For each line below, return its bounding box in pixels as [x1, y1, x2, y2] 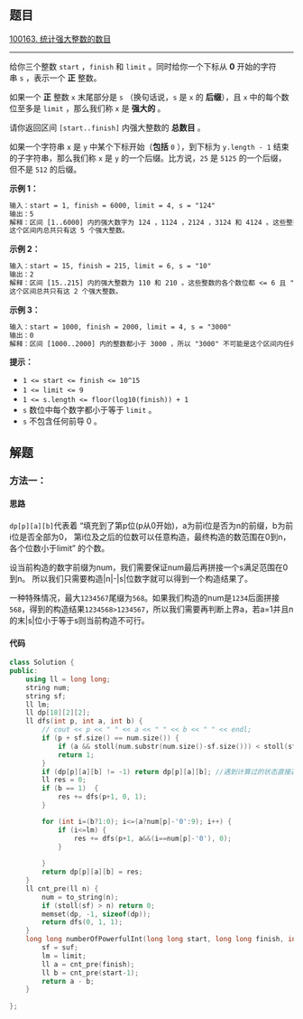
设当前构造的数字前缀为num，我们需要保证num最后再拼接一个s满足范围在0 [9, 562, 289, 573]
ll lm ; [25, 700, 50, 709]
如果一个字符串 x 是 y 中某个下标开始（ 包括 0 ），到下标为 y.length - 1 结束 [9, 141, 289, 152]
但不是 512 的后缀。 [9, 164, 82, 174]
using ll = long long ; [25, 675, 111, 684]
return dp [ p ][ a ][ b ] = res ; [41, 867, 143, 877]
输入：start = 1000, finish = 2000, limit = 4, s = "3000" [9, 323, 232, 332]
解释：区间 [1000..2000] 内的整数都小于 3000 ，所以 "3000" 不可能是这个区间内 [9, 339, 284, 349]
